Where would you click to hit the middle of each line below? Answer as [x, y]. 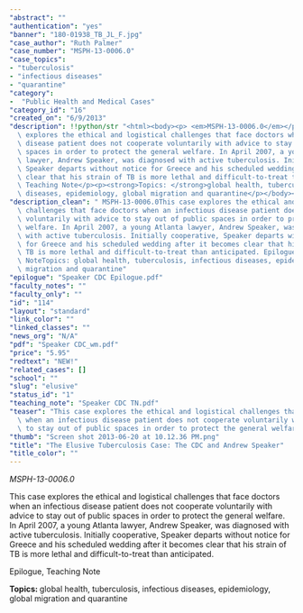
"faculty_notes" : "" [48, 286]
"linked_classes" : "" [50, 328]
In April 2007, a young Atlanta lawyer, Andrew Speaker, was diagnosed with [149, 526]
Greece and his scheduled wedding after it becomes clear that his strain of [148, 544]
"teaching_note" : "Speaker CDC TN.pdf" [84, 403]
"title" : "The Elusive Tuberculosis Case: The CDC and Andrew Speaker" [147, 445]
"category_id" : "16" [48, 110]
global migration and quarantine [69, 599]
